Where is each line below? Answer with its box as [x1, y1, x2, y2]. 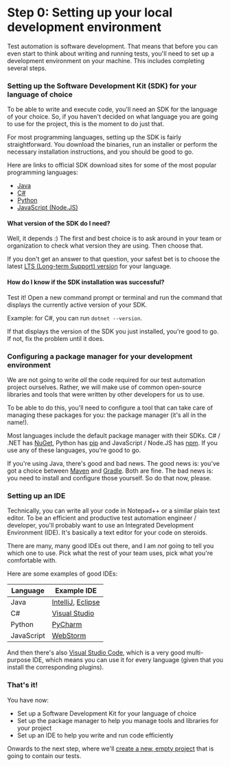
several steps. [7, 64, 47, 72]
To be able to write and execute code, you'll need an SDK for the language [7, 105, 218, 114]
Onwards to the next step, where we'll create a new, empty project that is [7, 744, 214, 753]
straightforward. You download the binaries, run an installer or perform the [7, 141, 218, 149]
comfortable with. [7, 556, 57, 565]
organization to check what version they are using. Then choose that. [7, 241, 204, 250]
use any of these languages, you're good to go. [7, 446, 141, 454]
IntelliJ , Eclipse [51, 598, 100, 607]
